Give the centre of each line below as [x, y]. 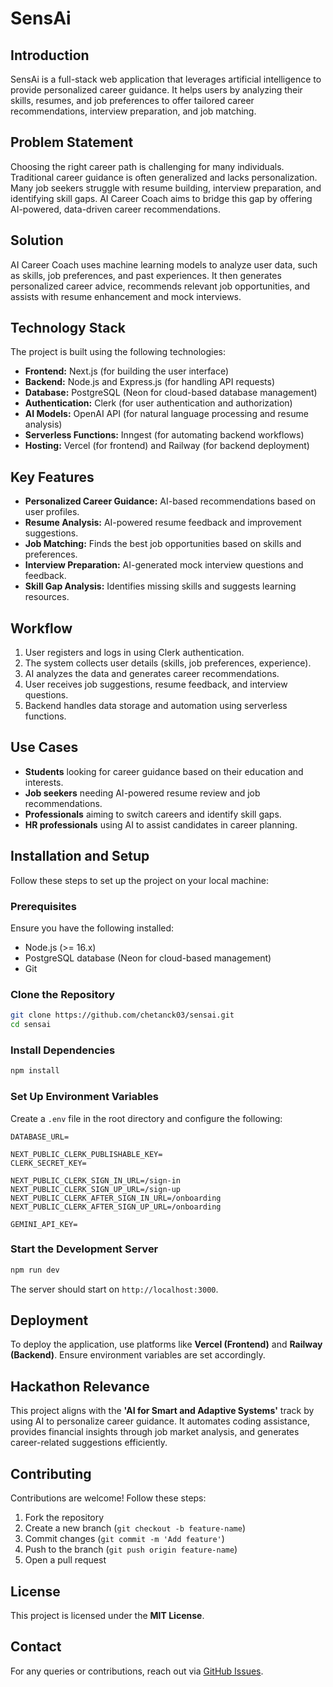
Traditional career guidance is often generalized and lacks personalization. [164, 177]
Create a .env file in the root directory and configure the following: [146, 1118]
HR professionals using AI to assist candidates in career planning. [161, 824]
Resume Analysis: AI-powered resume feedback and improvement [163, 523]
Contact [36, 1647]
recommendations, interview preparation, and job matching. [133, 111]
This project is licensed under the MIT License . [107, 1615]
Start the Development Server [84, 1249]
